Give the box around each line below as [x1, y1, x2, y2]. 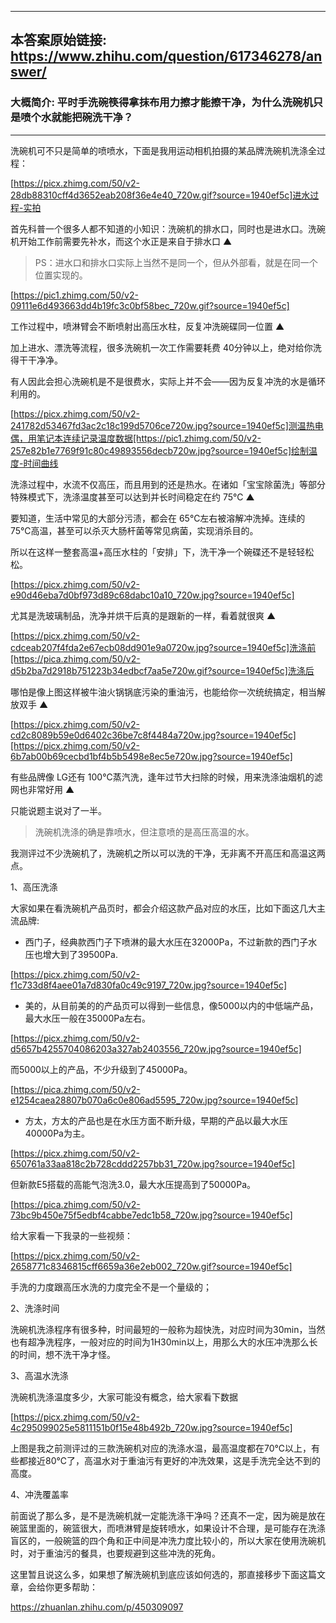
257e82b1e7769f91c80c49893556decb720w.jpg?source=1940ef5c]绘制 [10, 444, 309, 456]
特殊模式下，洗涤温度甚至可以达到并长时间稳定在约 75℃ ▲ [10, 491, 255, 503]
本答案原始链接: [10, 32, 108, 49]
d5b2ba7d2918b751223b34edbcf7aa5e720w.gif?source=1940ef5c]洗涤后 [10, 664, 315, 676]
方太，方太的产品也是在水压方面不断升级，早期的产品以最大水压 [24, 1114, 288, 1126]
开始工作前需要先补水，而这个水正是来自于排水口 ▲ [18, 235, 233, 247]
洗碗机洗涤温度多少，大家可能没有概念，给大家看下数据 [10, 1391, 238, 1403]
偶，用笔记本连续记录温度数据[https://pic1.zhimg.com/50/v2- [10, 432, 262, 444]
